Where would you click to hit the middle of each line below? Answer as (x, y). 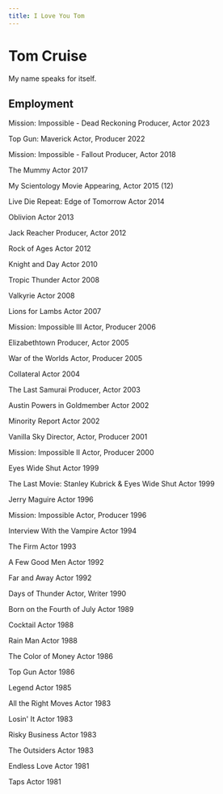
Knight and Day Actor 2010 (53, 265)
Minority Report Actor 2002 (54, 421)
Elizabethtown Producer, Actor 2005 (69, 343)
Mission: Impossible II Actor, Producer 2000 (82, 452)
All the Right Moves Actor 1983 (60, 703)
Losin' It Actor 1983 (41, 719)
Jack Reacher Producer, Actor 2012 (67, 233)
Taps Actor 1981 (35, 782)
